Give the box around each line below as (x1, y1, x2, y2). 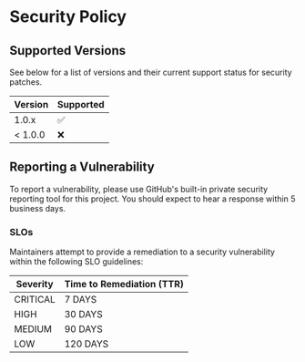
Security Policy (9, 6, 127, 27)
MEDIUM (14, 323, 53, 336)
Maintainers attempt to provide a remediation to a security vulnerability (9, 246, 276, 257)
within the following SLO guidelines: (9, 256, 144, 267)
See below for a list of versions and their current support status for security (9, 67, 293, 78)
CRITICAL (14, 294, 56, 306)
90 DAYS (64, 323, 103, 336)
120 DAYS (64, 337, 109, 350)
